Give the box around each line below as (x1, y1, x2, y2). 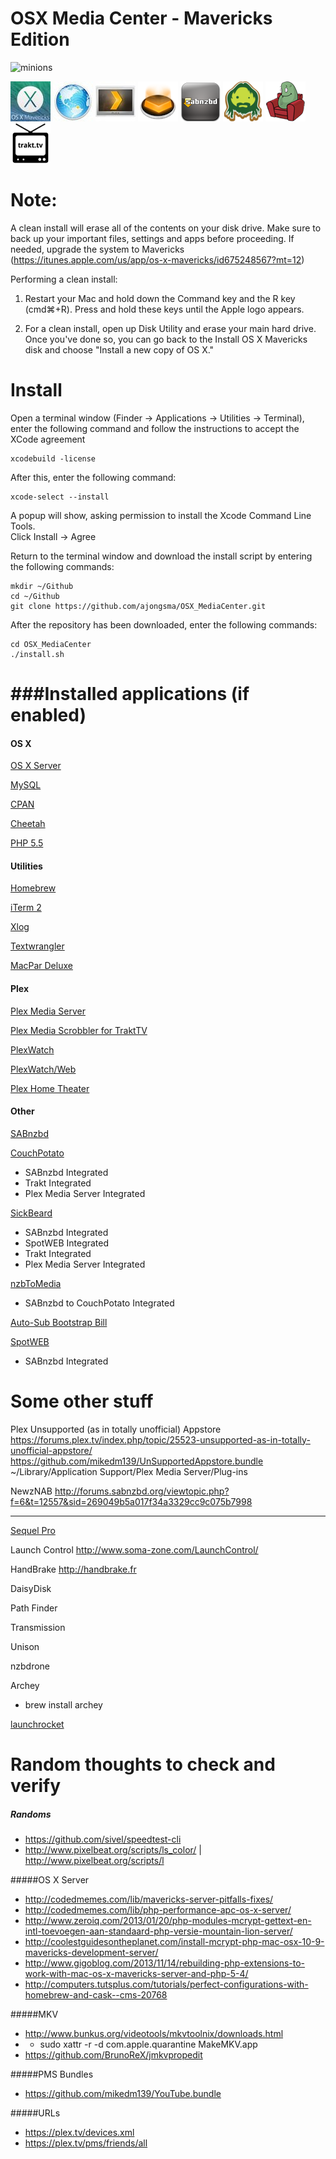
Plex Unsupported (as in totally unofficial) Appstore (10, 1423, 222, 1435)
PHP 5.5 (10, 837, 44, 849)
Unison (10, 1640, 40, 1652)
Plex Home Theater (10, 1082, 90, 1094)
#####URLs (10, 2107, 61, 2119)
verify (10, 1774, 62, 1797)
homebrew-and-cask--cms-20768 (24, 1988, 168, 2001)
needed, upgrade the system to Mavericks (10, 243, 185, 255)
